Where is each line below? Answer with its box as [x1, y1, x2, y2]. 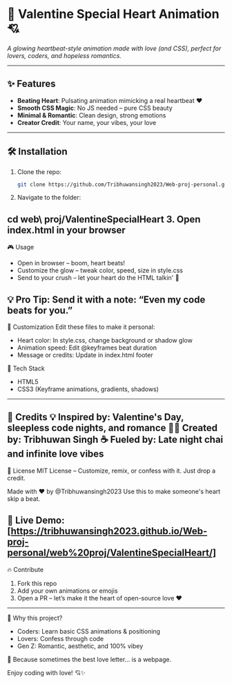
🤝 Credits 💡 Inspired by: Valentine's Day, [7, 411, 184, 424]
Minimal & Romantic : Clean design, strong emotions [17, 111, 166, 120]
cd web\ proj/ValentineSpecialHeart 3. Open [7, 213, 201, 225]
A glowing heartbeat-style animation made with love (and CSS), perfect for [7, 44, 222, 53]
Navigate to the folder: [17, 193, 81, 202]
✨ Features [7, 78, 56, 90]
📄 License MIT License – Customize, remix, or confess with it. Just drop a [7, 466, 216, 475]
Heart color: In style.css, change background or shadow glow [17, 336, 193, 345]
